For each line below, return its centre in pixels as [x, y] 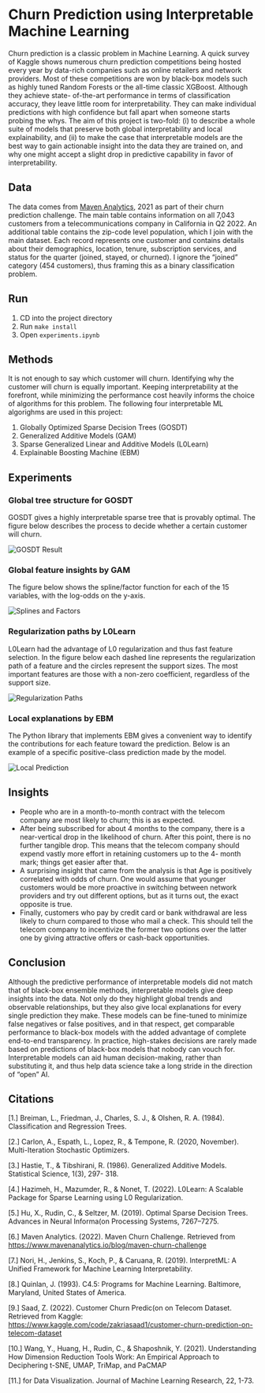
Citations [31, 1099]
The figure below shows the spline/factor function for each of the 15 [119, 587]
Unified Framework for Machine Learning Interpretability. [101, 1269]
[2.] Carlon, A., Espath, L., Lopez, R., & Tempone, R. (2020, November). [123, 1142]
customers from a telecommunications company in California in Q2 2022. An [132, 223]
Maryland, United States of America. [67, 1292]
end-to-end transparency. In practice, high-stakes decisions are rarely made [132, 1040]
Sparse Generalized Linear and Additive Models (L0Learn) [114, 444]
